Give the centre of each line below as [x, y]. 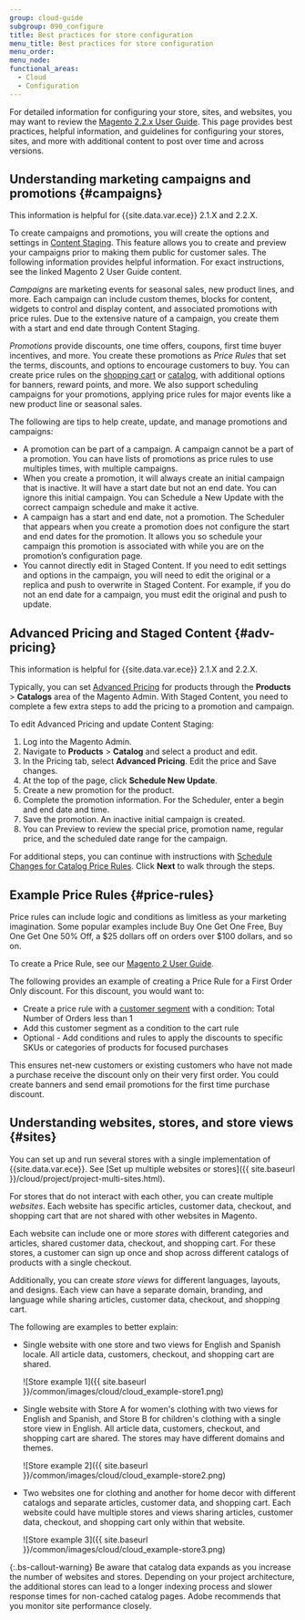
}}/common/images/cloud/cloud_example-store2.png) [124, 1475]
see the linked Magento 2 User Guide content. [96, 272]
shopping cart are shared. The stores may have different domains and [153, 1437]
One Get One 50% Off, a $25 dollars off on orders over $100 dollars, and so [151, 936]
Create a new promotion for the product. [98, 790]
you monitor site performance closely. [81, 1605]
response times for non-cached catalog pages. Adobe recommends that [145, 1596]
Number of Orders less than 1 [78, 1019]
